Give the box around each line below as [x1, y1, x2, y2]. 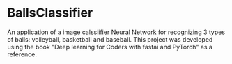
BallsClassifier [7, 5, 93, 21]
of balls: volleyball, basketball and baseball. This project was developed [7, 35, 213, 43]
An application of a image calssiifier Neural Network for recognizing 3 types [7, 28, 225, 36]
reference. [7, 50, 37, 58]
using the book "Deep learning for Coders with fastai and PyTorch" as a [7, 42, 212, 51]
